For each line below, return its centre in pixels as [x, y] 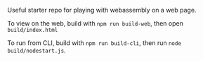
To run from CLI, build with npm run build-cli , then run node [94, 43]
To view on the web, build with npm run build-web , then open [96, 23]
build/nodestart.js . [37, 50]
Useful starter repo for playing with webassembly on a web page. [102, 10]
